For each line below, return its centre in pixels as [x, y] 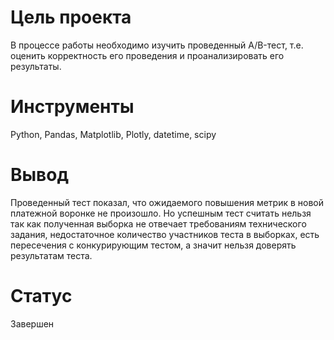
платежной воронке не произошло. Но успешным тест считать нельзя [161, 213]
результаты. [36, 66]
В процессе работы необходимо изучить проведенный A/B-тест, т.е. [157, 45]
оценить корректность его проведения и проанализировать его [147, 55]
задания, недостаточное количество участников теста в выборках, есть [165, 234]
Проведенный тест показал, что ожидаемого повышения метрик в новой [167, 202]
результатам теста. [51, 255]
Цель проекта [71, 17]
